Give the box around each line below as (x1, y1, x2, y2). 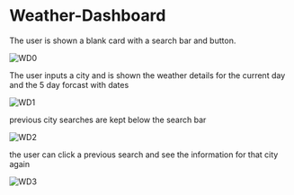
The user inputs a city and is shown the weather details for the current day (9, 69, 286, 81)
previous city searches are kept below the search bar (9, 114, 207, 125)
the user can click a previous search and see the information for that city (9, 149, 279, 160)
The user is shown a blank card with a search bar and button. (9, 35, 236, 46)
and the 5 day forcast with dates (9, 79, 129, 90)
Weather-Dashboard (9, 5, 166, 26)
